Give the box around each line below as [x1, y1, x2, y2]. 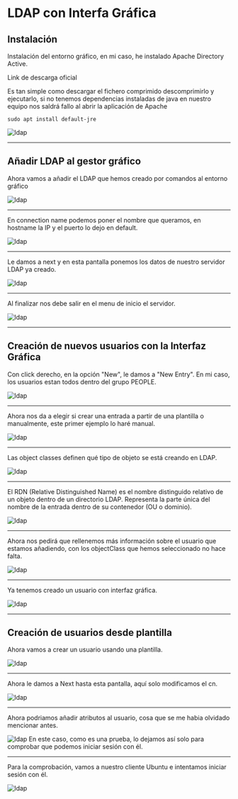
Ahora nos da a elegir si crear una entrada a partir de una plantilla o [7, 411, 204, 420]
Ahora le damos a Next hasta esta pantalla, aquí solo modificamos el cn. [7, 679, 218, 688]
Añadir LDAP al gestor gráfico [7, 155, 142, 167]
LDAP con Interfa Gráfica [7, 5, 157, 21]
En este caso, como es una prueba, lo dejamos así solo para [28, 735, 204, 744]
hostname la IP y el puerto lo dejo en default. [7, 223, 138, 232]
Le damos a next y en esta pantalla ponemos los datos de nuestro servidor [7, 257, 225, 266]
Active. [7, 60, 28, 68]
